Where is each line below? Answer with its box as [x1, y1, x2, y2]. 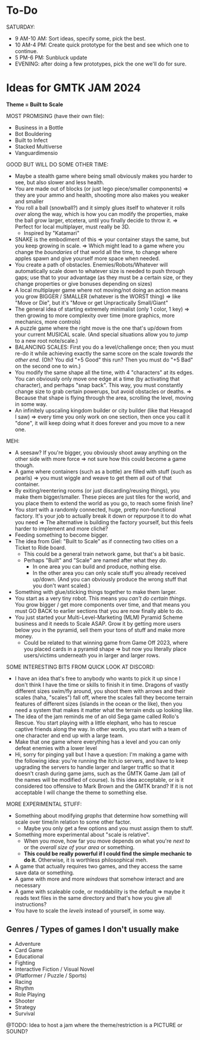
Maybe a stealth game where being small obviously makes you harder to [14, 172, 193, 179]
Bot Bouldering [14, 130, 52, 137]
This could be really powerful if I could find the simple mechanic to [23, 850, 192, 857]
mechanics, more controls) [14, 318, 81, 325]
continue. [14, 47, 39, 54]
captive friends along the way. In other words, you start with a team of [14, 725, 187, 732]
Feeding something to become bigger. [14, 531, 108, 538]
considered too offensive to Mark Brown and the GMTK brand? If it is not [14, 782, 193, 790]
